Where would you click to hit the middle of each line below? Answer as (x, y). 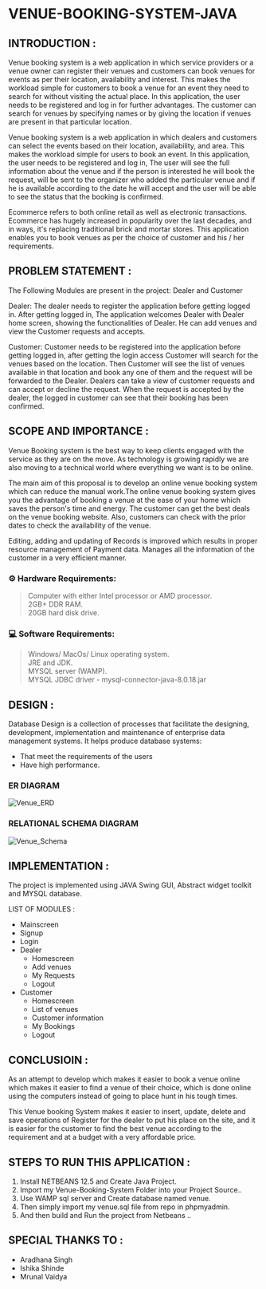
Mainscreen (39, 925)
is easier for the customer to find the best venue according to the (115, 1129)
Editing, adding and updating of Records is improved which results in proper (133, 540)
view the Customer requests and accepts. (77, 331)
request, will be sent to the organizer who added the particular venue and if (132, 180)
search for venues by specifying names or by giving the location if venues (130, 113)
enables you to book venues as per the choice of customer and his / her (126, 237)
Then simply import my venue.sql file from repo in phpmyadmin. (125, 1207)
